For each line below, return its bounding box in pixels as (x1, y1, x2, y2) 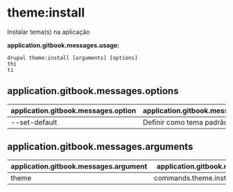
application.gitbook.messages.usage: (7, 41, 120, 49)
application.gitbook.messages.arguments (7, 141, 193, 153)
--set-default (10, 117, 58, 127)
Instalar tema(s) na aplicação (7, 28, 90, 36)
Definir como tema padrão (143, 117, 228, 127)
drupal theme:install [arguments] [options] (7, 54, 138, 61)
